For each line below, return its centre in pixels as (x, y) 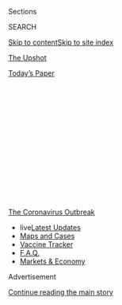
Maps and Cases (47, 236)
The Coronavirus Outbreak (51, 212)
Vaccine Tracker (46, 244)
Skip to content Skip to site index (61, 42)
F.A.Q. (29, 253)
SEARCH (23, 27)
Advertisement (32, 277)
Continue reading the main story (61, 292)
